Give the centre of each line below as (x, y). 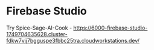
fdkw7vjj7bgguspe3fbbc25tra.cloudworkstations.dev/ (73, 40)
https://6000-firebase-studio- (111, 28)
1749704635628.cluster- (37, 34)
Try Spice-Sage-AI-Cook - (39, 28)
